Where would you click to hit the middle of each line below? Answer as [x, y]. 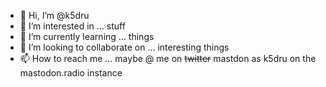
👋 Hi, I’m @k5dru [54, 15]
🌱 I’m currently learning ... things [87, 36]
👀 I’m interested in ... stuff [72, 26]
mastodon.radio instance [71, 73]
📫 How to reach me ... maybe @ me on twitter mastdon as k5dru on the [168, 58]
